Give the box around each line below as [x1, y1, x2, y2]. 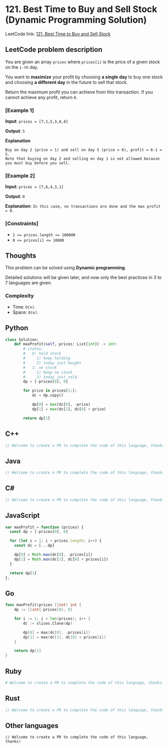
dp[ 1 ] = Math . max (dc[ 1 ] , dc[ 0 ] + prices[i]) [14, 556, 108, 562]
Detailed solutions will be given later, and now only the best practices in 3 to [5, 274, 162, 280]
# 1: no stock [23, 365, 57, 370]
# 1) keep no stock [23, 369, 72, 375]
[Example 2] [5, 172, 35, 179]
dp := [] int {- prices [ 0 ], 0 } [14, 607, 72, 612]
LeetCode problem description [5, 45, 102, 54]
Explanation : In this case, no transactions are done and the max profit [5, 203, 161, 209]
